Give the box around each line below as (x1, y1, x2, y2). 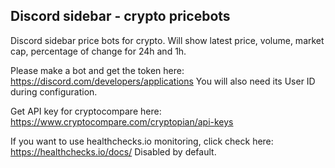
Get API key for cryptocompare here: (10, 105, 162, 117)
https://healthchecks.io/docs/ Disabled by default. (10, 145, 217, 158)
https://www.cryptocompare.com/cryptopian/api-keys (10, 115, 234, 128)
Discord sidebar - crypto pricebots (10, 8, 231, 25)
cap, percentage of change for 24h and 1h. (10, 45, 187, 57)
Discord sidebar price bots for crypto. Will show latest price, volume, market (10, 34, 325, 46)
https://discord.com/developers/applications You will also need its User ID (10, 75, 316, 87)
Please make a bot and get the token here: (10, 64, 185, 76)
